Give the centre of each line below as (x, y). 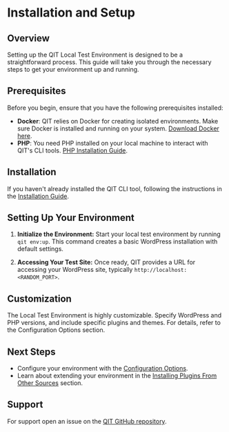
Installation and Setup (71, 13)
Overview (29, 38)
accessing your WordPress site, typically (75, 270)
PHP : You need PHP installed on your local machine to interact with (112, 143)
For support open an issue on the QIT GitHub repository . (87, 421)
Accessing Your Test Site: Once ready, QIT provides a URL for (106, 262)
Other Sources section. (50, 383)
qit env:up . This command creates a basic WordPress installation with (117, 242)
